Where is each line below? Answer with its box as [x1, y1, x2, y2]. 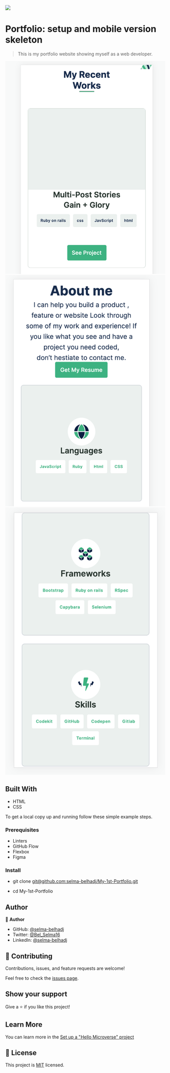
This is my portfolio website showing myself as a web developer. [17, 51, 153, 57]
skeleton [5, 34, 43, 46]
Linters [12, 838, 27, 844]
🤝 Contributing [5, 951, 53, 961]
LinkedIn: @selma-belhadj [12, 937, 67, 943]
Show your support [5, 990, 67, 999]
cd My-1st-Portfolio [12, 888, 53, 895]
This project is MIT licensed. [5, 1062, 64, 1068]
